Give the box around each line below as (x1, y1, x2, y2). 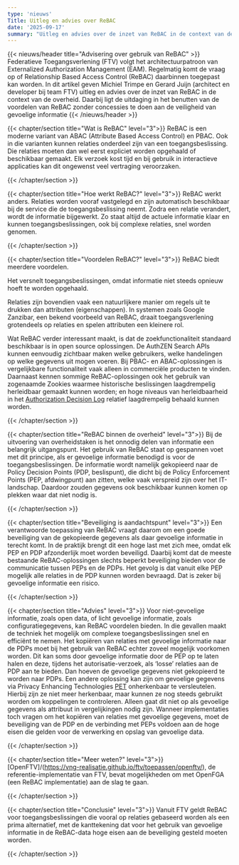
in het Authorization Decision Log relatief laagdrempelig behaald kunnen (7, 395, 219, 403)
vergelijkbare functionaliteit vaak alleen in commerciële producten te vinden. (7, 365, 231, 373)
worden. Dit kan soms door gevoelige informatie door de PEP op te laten (7, 652, 219, 661)
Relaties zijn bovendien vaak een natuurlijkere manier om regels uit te (7, 298, 211, 306)
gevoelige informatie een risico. (7, 579, 100, 588)
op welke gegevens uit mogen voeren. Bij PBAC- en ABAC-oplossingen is (7, 357, 223, 366)
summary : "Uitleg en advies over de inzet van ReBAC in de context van (7, 30, 224, 38)
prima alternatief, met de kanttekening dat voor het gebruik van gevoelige (7, 821, 223, 829)
